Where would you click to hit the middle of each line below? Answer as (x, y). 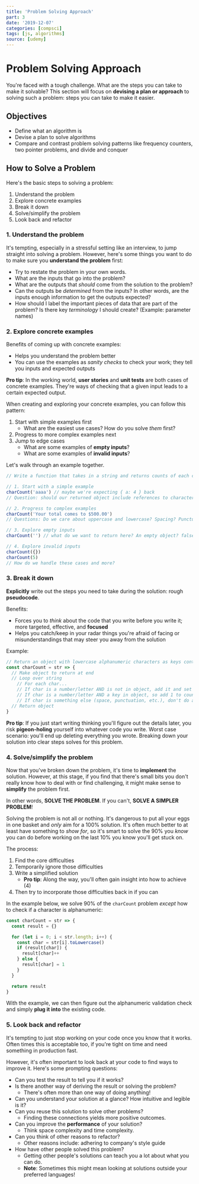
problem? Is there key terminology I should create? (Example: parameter (103, 310)
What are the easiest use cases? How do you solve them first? (99, 428)
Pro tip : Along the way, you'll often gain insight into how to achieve (105, 879)
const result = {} (34, 926)
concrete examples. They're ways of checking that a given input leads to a (97, 386)
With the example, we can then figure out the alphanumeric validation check (99, 1003)
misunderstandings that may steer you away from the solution (90, 639)
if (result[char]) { (42, 948)
